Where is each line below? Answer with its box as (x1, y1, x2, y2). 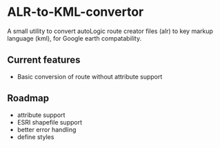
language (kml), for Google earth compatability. (7, 34, 142, 42)
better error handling (17, 125, 77, 134)
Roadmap (7, 92, 50, 104)
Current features (7, 54, 81, 66)
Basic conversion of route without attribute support (17, 72, 163, 81)
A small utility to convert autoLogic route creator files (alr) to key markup (7, 27, 214, 35)
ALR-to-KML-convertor (7, 4, 144, 20)
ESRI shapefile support (17, 118, 83, 126)
